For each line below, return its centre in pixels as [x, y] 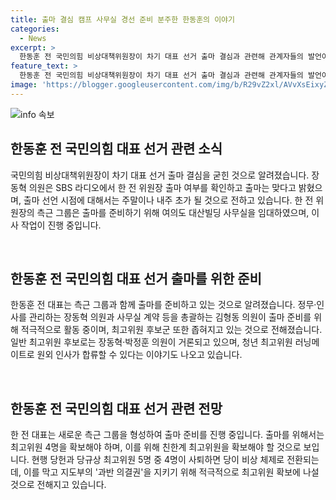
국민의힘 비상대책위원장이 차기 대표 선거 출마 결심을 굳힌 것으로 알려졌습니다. [160, 175]
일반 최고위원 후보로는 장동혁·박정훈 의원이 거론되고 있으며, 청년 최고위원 [151, 342]
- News [33, 38]
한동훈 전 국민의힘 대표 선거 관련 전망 [116, 408]
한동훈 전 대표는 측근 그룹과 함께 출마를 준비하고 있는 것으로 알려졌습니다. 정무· [163, 305]
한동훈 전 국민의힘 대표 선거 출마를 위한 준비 [136, 278]
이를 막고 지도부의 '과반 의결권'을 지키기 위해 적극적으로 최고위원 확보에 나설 [171, 472]
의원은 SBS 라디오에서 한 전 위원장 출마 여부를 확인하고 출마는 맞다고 [162, 187]
